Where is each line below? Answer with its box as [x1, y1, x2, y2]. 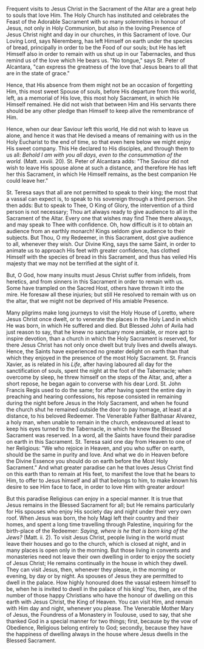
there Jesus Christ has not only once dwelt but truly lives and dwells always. [6, 341, 197, 348]
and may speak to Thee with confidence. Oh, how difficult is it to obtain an [6, 221, 192, 228]
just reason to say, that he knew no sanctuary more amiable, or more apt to [6, 328, 194, 336]
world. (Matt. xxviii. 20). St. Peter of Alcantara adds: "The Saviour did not [6, 158, 189, 165]
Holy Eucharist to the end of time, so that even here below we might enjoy [6, 138, 191, 145]
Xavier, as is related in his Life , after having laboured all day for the [6, 361, 173, 368]
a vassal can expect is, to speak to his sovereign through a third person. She [6, 195, 197, 202]
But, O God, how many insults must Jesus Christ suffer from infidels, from [6, 271, 191, 279]
